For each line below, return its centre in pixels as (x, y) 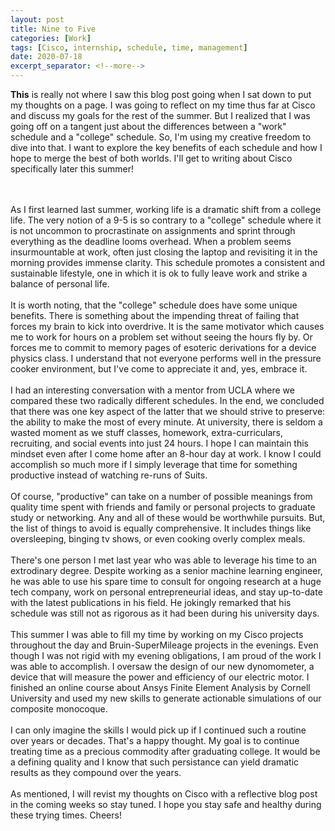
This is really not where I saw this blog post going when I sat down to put (161, 94)
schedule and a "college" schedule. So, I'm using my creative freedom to (161, 137)
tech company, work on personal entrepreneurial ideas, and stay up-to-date (166, 592)
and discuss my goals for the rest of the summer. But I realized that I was (160, 115)
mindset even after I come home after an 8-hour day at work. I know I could (166, 454)
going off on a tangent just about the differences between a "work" (148, 126)
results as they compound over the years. (96, 772)
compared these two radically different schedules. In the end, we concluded (167, 400)
